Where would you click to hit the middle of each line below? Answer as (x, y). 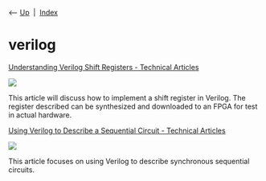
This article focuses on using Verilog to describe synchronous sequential (129, 161)
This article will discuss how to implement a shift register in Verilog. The (127, 97)
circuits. (21, 170)
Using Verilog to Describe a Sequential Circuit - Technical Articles (117, 130)
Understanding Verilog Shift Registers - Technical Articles (104, 67)
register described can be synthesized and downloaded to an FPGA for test (133, 106)
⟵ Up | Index (33, 12)
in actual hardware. (40, 115)
